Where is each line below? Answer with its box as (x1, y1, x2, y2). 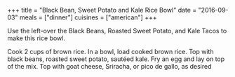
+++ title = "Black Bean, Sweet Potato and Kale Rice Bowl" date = (7, 6, 197, 14)
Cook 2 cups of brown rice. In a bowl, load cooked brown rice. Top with (7, 48, 214, 55)
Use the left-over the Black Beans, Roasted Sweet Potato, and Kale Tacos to (7, 27, 227, 35)
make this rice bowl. (7, 34, 65, 42)
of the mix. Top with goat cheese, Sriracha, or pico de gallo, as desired (7, 62, 212, 70)
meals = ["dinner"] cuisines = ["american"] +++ (19, 13, 157, 22)
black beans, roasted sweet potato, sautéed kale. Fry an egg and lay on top (7, 55, 225, 63)
